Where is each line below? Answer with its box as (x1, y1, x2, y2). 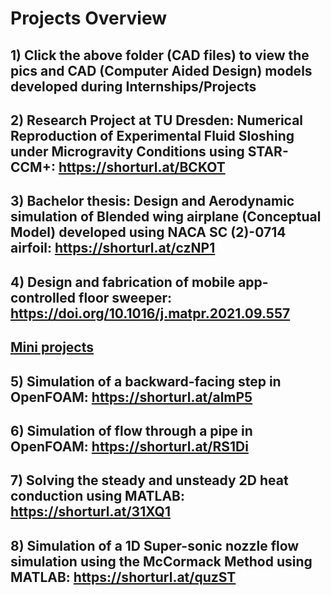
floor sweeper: (78, 289, 173, 306)
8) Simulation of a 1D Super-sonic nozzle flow (10, 537, 300, 554)
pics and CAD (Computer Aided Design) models (10, 62, 313, 79)
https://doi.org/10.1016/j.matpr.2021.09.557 (10, 305, 291, 322)
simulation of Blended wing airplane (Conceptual (10, 208, 322, 226)
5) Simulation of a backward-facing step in (10, 373, 282, 390)
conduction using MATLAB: (10, 488, 185, 505)
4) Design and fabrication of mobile (10, 273, 236, 291)
